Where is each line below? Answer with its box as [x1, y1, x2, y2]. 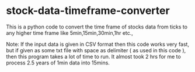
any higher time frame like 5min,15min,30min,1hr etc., [6, 29, 133, 36]
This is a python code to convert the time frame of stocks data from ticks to [6, 23, 188, 30]
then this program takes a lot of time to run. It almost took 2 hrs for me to [6, 53, 181, 60]
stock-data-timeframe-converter [6, 4, 170, 17]
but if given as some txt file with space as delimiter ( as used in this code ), [6, 46, 186, 53]
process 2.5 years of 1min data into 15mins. [6, 59, 110, 66]
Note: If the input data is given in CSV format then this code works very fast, [6, 41, 190, 48]
